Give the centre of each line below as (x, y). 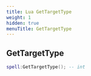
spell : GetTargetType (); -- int (46, 67)
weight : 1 (19, 17)
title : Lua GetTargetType (39, 12)
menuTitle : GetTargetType (39, 29)
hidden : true (23, 23)
